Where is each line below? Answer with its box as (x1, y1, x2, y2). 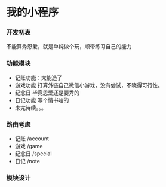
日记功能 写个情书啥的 (14, 96, 69, 103)
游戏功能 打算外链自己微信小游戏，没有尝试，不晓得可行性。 (14, 81, 163, 88)
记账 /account (14, 135, 50, 142)
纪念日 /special (14, 150, 52, 157)
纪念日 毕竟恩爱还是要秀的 (14, 89, 79, 96)
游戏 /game (14, 143, 43, 150)
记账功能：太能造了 (14, 74, 63, 81)
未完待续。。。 (14, 104, 47, 111)
